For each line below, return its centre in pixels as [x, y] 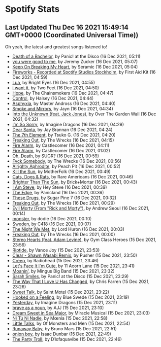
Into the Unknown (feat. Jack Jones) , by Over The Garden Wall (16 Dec [84, 114]
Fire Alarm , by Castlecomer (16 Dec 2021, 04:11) [61, 145]
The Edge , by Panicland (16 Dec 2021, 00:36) [58, 192]
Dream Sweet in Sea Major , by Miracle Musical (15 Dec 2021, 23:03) [81, 313]
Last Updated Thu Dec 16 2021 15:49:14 [67, 27]
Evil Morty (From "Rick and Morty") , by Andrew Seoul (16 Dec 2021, [80, 208]
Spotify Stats [32, 9]
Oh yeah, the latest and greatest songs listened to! [56, 47]
